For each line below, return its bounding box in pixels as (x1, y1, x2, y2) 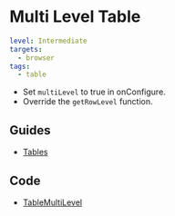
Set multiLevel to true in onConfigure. (22, 86, 166, 97)
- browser (17, 53, 55, 63)
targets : (9, 44, 43, 54)
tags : (9, 62, 30, 71)
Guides (9, 123, 52, 138)
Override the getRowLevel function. (22, 96, 153, 107)
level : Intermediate (9, 36, 88, 45)
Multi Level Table (9, 6, 141, 27)
